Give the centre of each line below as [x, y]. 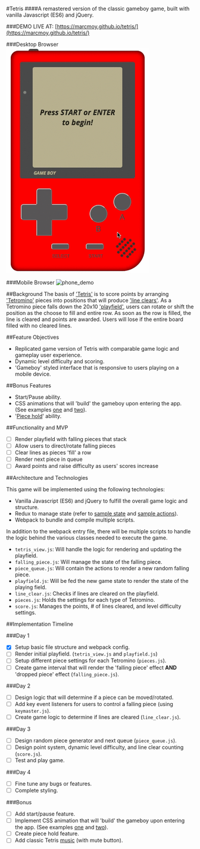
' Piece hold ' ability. [38, 416]
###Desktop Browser [32, 44]
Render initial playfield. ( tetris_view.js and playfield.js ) [86, 654]
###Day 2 [18, 686]
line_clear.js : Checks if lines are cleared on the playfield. [87, 594]
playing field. [31, 587]
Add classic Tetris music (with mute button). [69, 840]
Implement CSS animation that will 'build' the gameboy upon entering [100, 820]
